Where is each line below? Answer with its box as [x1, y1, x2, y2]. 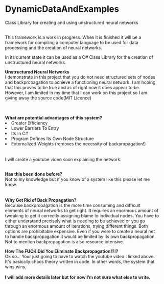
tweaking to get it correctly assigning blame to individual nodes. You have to [5, 213, 159, 218]
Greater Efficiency [11, 120, 48, 126]
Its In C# [11, 130, 28, 136]
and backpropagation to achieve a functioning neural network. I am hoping [5, 79, 156, 85]
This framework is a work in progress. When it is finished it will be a [5, 34, 141, 40]
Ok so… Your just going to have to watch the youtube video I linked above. [5, 253, 155, 259]
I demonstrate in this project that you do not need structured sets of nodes [5, 74, 156, 80]
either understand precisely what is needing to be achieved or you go [5, 218, 145, 224]
